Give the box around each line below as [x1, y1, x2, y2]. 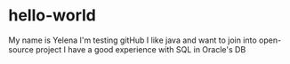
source [8, 44, 35, 54]
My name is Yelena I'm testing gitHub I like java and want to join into [8, 35, 257, 45]
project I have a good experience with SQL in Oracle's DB [36, 44, 246, 54]
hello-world [8, 5, 97, 26]
